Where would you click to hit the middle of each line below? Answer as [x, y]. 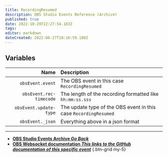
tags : [11, 29]
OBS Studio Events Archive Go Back [50, 138]
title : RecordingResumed [31, 10]
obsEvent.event [38, 83]
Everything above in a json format [100, 121]
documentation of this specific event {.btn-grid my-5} [69, 149]
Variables [20, 58]
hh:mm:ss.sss [76, 99]
